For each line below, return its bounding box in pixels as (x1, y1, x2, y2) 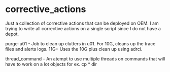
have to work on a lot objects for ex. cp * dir (5, 61, 97, 67)
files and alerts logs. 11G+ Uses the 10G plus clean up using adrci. (5, 46, 143, 52)
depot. (5, 31, 19, 37)
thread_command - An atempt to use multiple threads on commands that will (5, 55, 165, 61)
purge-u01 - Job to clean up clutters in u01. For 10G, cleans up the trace (5, 40, 156, 46)
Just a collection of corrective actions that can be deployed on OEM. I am (5, 20, 159, 26)
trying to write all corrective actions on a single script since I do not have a (5, 25, 161, 31)
